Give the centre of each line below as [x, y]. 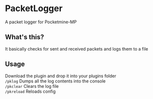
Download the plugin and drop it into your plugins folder [61, 76]
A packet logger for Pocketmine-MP [41, 22]
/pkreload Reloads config [30, 91]
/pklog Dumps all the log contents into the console [55, 81]
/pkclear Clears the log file [32, 86]
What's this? [25, 37]
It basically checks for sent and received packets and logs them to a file [77, 49]
